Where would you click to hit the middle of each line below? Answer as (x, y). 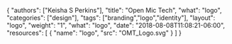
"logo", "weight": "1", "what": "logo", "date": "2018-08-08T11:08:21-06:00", (116, 25)
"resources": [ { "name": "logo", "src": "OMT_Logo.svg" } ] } (94, 33)
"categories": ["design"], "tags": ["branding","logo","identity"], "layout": (111, 18)
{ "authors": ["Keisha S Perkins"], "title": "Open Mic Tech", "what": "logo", (114, 10)
